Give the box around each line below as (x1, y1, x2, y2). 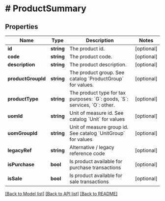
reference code (69, 150, 105, 157)
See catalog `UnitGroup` (69, 130, 125, 136)
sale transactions (69, 178, 109, 185)
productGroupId (7, 75, 46, 82)
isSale (7, 175, 22, 182)
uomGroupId (7, 130, 38, 136)
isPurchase (7, 161, 34, 168)
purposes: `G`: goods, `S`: (69, 96, 129, 102)
